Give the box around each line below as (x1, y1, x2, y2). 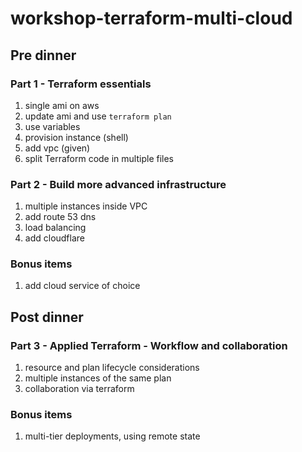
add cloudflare (24, 232, 86, 244)
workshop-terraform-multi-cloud (10, 7, 293, 30)
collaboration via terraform (24, 383, 135, 395)
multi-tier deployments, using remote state (24, 430, 201, 442)
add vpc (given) (24, 142, 91, 154)
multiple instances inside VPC (24, 200, 148, 212)
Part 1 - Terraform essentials (10, 77, 152, 91)
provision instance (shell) (24, 131, 129, 143)
